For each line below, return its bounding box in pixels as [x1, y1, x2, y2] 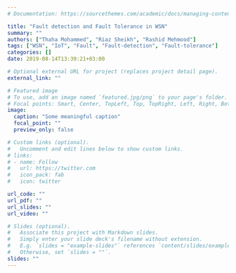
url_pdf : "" [7, 197, 42, 204]
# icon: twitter [7, 178, 61, 185]
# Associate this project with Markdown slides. [7, 229, 159, 237]
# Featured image [7, 87, 58, 94]
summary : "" [7, 29, 42, 36]
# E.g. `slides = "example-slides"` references [7, 242, 156, 249]
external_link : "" [7, 74, 61, 81]
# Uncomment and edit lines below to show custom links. [7, 145, 184, 153]
